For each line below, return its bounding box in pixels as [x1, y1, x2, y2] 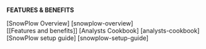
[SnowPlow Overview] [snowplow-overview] [6, 19, 133, 27]
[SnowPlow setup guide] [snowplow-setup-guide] [6, 34, 149, 42]
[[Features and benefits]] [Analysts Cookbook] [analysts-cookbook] [6, 27, 200, 35]
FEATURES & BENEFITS [6, 6, 74, 14]
